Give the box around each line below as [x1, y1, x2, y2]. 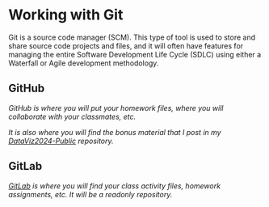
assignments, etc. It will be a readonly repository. [8, 189, 173, 199]
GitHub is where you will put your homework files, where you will [8, 103, 224, 112]
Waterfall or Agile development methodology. [8, 58, 159, 68]
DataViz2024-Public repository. [8, 136, 115, 146]
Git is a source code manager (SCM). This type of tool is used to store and [8, 32, 256, 42]
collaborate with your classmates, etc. [8, 112, 137, 121]
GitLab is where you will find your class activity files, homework [8, 180, 221, 191]
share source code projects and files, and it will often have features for [8, 40, 244, 50]
